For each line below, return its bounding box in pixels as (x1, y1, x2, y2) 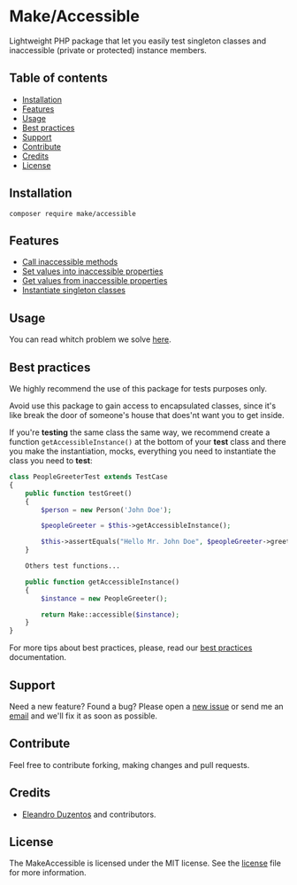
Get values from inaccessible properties (21, 276, 168, 286)
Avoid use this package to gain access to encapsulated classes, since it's (9, 400, 277, 411)
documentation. (9, 652, 67, 663)
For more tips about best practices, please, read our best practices (9, 642, 253, 653)
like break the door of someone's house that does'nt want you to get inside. (9, 410, 285, 420)
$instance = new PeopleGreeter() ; (41, 594, 168, 603)
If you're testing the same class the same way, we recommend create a (9, 427, 270, 438)
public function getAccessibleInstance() (25, 578, 179, 586)
